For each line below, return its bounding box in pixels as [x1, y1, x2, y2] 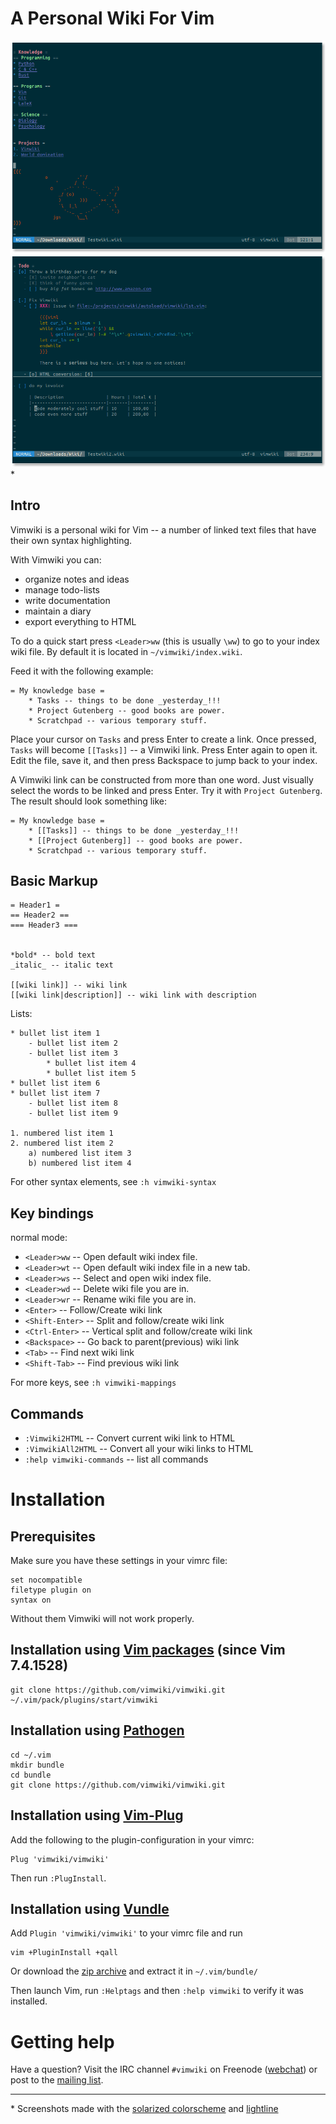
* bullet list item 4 [46, 1058, 137, 1069]
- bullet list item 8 [28, 1098, 118, 1109]
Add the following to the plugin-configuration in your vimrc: [10, 1833, 255, 1846]
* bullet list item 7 [10, 1088, 101, 1099]
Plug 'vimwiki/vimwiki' [10, 1854, 110, 1864]
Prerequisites [10, 1528, 96, 1545]
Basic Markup [10, 873, 98, 890]
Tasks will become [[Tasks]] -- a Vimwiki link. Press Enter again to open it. [10, 743, 318, 756]
